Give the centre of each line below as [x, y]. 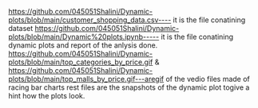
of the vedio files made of [208, 79]
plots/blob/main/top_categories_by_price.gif [81, 62]
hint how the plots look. [47, 96]
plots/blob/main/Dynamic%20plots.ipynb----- [84, 37]
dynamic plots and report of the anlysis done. [83, 45]
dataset [21, 28]
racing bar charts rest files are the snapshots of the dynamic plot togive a [129, 87]
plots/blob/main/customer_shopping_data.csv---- [90, 20]
